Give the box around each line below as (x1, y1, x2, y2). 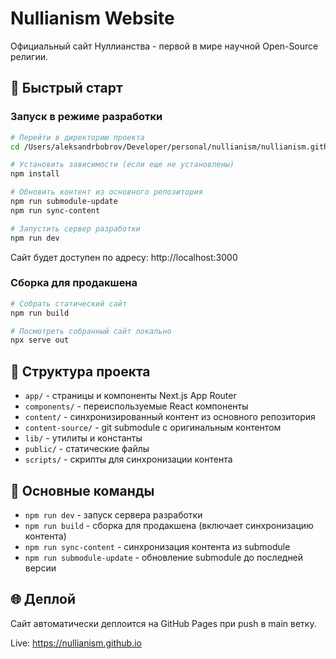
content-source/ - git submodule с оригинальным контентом (24, 422, 282, 434)
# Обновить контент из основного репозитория (10, 187, 203, 197)
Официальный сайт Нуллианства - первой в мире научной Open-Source (10, 40, 319, 52)
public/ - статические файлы (24, 443, 150, 455)
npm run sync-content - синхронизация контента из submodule (24, 540, 291, 552)
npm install (10, 169, 60, 179)
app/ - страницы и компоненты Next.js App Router (24, 390, 237, 402)
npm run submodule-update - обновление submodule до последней (24, 551, 304, 563)
